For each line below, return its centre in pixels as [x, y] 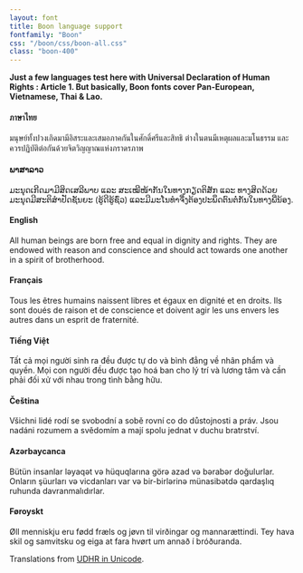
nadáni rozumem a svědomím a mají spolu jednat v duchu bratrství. [134, 431]
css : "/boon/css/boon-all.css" [68, 43]
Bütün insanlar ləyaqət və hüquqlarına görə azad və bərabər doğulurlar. [142, 471]
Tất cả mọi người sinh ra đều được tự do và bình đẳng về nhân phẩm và [142, 361]
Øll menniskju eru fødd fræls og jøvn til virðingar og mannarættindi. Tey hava [152, 531]
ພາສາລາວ [27, 170]
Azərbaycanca [38, 451]
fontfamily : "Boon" [46, 34]
